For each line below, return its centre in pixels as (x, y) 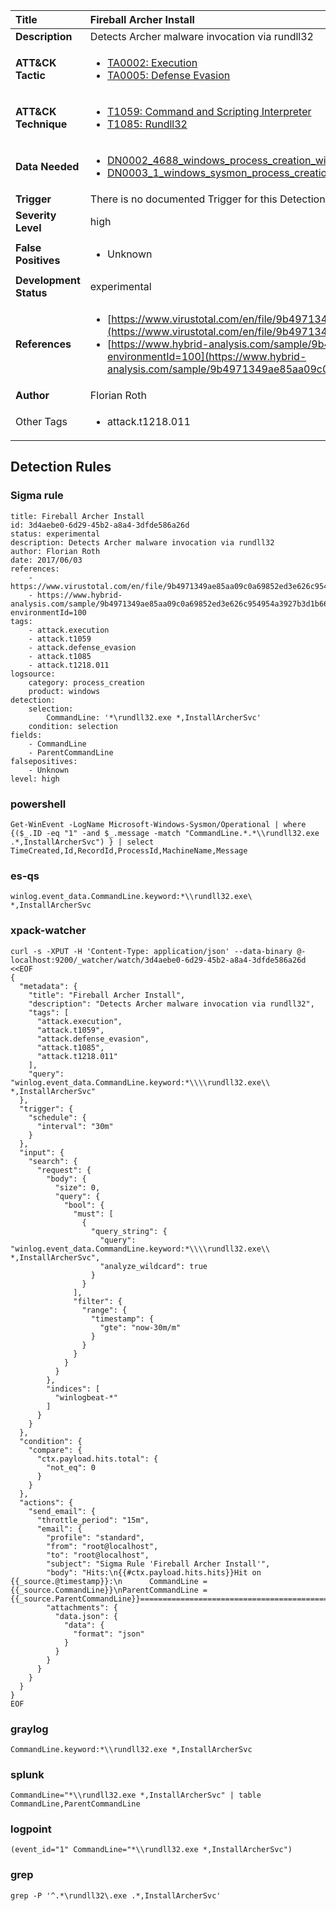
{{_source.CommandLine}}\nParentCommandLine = (109, 1590)
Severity (36, 215)
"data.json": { (86, 1616)
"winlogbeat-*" (86, 1397)
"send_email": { (62, 1511)
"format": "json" (109, 1634)
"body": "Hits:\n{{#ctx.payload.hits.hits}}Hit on (154, 1572)
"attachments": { (82, 1607)
